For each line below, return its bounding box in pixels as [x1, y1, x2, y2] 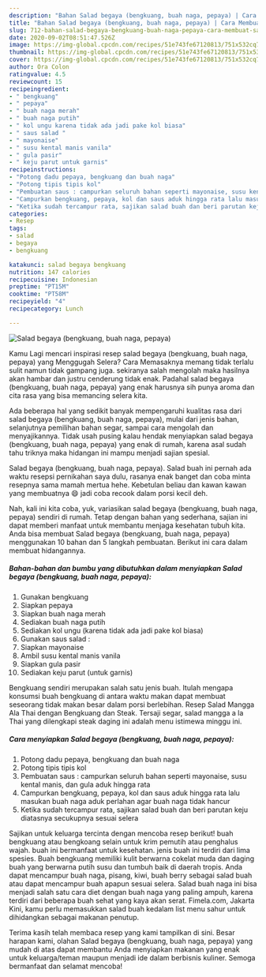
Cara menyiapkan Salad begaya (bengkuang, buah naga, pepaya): [9, 735, 234, 744]
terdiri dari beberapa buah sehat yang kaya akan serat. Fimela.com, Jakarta [9, 896, 255, 905]
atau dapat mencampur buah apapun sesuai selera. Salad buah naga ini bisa [9, 878, 257, 889]
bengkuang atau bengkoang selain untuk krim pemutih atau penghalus [9, 836, 238, 846]
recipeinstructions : [9, 166, 77, 174]
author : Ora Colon [9, 63, 69, 71]
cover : [9, 56, 31, 64]
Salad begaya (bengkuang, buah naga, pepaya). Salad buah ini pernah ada [9, 463, 252, 472]
